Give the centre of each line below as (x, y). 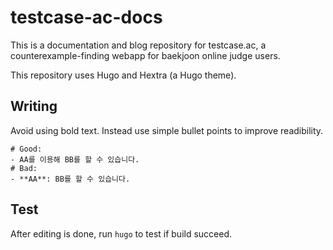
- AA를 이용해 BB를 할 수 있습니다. (75, 159)
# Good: (26, 149)
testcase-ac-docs (86, 17)
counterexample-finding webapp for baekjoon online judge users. (145, 55)
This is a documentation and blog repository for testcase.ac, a (138, 45)
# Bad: (24, 168)
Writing (34, 106)
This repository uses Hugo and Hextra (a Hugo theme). (123, 75)
